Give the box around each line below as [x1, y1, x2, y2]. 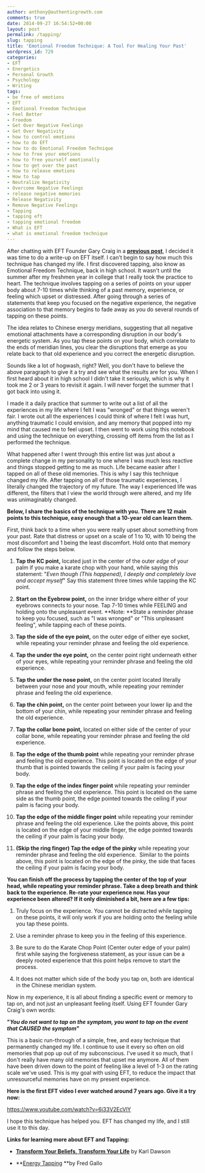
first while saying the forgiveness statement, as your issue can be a [15, 950, 185, 957]
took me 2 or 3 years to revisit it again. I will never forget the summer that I [7, 381, 193, 389]
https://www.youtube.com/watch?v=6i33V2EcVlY [7, 1105, 131, 1113]
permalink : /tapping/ [7, 32, 62, 38]
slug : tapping [7, 37, 43, 43]
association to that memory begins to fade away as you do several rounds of [7, 305, 199, 313]
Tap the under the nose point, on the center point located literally [15, 676, 181, 683]
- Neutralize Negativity [7, 180, 70, 186]
